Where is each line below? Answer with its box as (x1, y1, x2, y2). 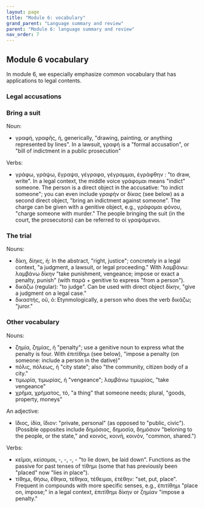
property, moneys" (15, 395, 63, 403)
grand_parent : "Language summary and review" (6, 20, 124, 26)
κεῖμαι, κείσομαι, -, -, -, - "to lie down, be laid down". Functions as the (15, 455, 191, 463)
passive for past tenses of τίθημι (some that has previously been (15, 462, 178, 470)
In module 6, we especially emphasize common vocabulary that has (6, 70, 177, 78)
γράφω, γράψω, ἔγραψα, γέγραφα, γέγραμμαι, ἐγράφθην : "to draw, (15, 171, 191, 178)
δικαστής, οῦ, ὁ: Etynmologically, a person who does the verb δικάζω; (15, 296, 192, 303)
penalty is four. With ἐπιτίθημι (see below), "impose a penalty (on (15, 350, 180, 357)
